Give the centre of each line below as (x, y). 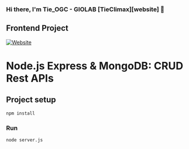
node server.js (25, 140)
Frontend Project (37, 28)
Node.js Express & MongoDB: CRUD (94, 66)
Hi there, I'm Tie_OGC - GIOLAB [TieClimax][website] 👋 (85, 9)
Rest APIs (30, 78)
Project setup (31, 100)
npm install (20, 113)
